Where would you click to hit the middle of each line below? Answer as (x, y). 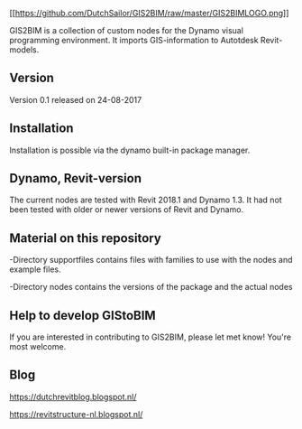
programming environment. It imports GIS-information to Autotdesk (134, 40)
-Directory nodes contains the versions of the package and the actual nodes (151, 287)
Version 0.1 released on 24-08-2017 (76, 99)
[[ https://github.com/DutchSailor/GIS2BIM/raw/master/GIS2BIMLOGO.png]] (149, 13)
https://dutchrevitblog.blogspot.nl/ (73, 396)
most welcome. (38, 347)
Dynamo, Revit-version (76, 178)
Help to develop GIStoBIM (82, 315)
